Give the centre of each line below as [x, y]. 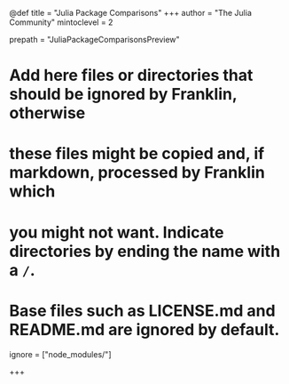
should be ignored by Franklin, [123, 95]
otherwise [47, 113]
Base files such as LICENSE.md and [143, 311]
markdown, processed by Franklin [137, 173]
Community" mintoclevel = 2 [61, 22]
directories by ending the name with [145, 251]
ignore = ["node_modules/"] [60, 354]
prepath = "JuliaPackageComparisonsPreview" [94, 40]
